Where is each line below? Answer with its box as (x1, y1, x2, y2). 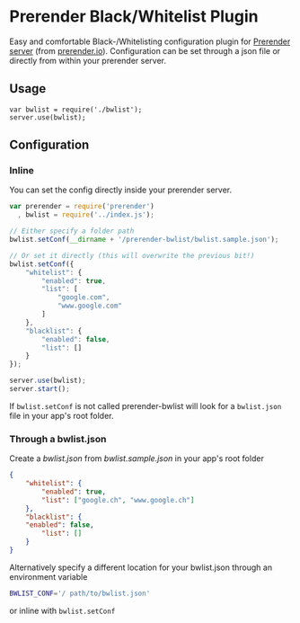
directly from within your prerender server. (9, 55, 167, 66)
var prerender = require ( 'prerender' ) (9, 202, 154, 211)
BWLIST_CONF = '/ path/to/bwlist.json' (9, 589, 151, 598)
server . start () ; (9, 385, 70, 394)
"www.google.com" (57, 301, 123, 311)
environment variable (9, 571, 88, 582)
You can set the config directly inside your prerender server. (9, 184, 233, 195)
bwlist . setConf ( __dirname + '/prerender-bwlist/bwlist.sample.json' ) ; (9, 236, 279, 245)
